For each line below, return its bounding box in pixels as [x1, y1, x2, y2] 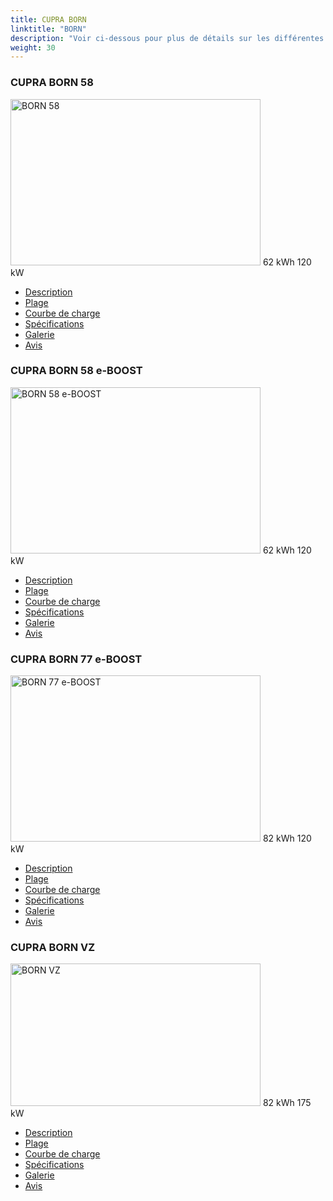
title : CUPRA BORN [10, 14, 87, 25]
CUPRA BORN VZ [10, 941, 96, 955]
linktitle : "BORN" [10, 24, 87, 34]
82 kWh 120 [262, 832, 312, 845]
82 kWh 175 [262, 1097, 312, 1109]
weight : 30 [10, 42, 56, 53]
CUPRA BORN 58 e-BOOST [10, 364, 143, 378]
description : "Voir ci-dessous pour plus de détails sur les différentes [10, 33, 325, 43]
